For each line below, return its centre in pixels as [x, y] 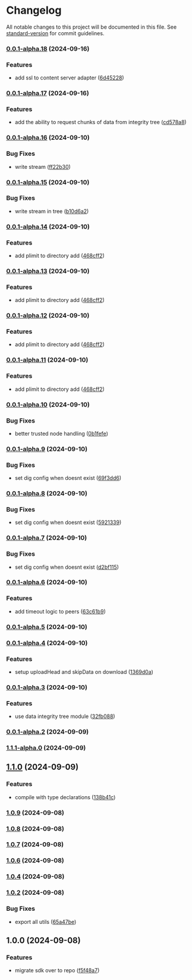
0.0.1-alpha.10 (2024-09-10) [48, 405]
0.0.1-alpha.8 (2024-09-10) [47, 494]
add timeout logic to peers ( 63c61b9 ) [60, 611]
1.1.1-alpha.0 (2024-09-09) [46, 748]
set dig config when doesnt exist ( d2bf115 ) [67, 567]
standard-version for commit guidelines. [55, 33]
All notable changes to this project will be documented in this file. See [92, 27]
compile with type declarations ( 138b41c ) [65, 797]
